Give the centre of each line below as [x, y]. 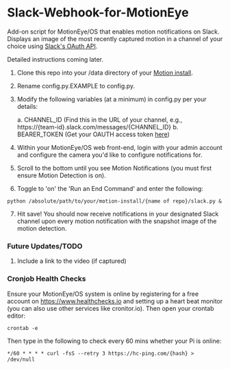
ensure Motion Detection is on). [61, 175]
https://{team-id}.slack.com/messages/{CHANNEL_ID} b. [98, 127]
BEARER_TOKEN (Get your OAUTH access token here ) [93, 134]
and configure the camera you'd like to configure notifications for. [110, 155]
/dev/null [21, 359]
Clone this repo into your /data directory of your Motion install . [105, 73]
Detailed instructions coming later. [55, 59]
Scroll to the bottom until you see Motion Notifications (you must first [114, 168]
